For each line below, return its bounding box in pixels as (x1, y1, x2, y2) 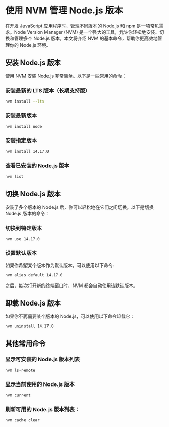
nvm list (5, 174, 24, 179)
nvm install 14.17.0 (5, 149, 50, 154)
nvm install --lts (5, 99, 44, 104)
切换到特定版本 (5, 225, 42, 232)
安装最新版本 (5, 112, 37, 119)
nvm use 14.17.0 (5, 236, 40, 241)
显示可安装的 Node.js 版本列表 (5, 356, 80, 363)
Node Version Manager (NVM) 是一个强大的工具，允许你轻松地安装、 (14, 29, 160, 35)
